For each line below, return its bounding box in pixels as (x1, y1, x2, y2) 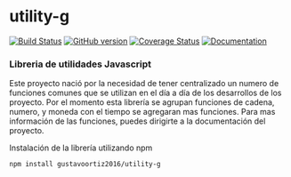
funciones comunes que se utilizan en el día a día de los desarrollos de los (9, 87, 282, 99)
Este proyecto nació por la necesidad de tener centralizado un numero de (9, 78, 279, 89)
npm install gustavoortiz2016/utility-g (9, 160, 162, 169)
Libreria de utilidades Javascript (9, 58, 152, 70)
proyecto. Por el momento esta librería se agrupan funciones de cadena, (9, 97, 275, 108)
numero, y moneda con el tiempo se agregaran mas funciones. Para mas (9, 107, 276, 117)
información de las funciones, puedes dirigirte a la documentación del (9, 116, 266, 126)
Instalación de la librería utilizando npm (9, 142, 153, 153)
